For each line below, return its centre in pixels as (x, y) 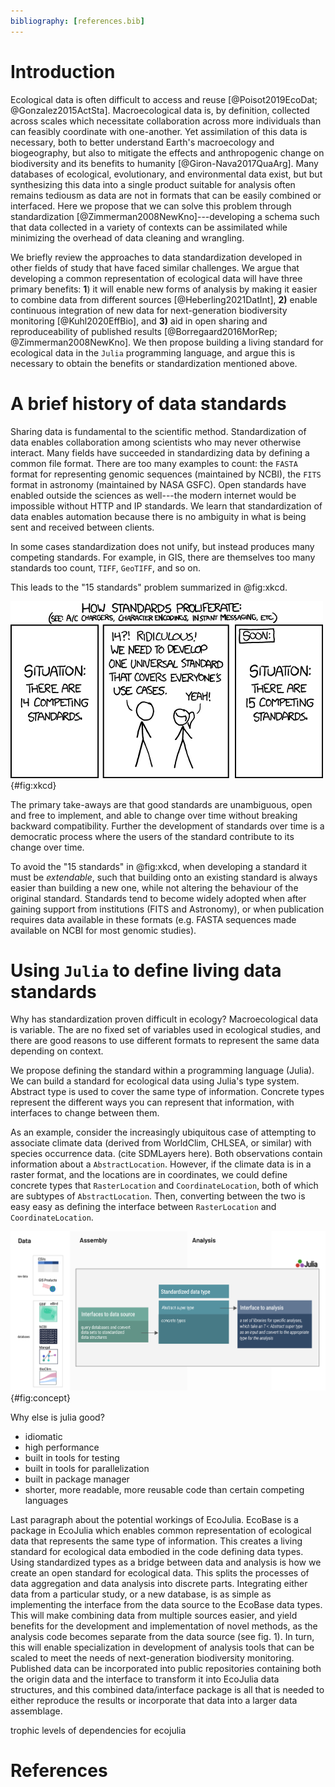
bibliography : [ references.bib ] (77, 21)
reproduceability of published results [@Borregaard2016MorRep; (144, 331)
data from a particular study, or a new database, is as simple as (141, 1594)
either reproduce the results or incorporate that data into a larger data (154, 1700)
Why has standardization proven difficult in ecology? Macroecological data (164, 1019)
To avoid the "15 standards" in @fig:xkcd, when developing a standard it (158, 866)
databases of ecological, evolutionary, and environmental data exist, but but (166, 174)
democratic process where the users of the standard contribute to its (152, 836)
